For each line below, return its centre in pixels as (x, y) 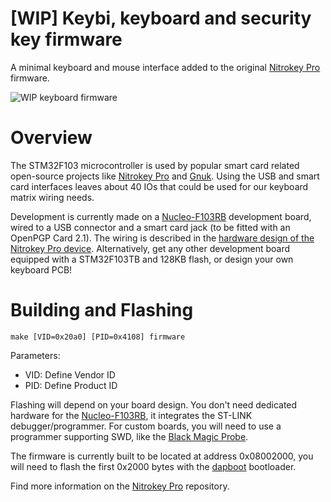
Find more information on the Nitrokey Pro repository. (120, 486)
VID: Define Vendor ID (70, 374)
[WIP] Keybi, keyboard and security (161, 18)
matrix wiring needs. (52, 197)
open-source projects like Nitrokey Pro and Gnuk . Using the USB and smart (165, 176)
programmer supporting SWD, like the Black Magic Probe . (129, 436)
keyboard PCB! (41, 269)
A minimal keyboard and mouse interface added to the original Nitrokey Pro (165, 67)
